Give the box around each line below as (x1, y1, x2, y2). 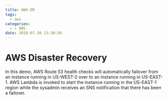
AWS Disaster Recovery (5, 52, 107, 63)
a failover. (5, 89, 26, 95)
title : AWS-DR (5, 7, 35, 12)
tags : (5, 12, 17, 17)
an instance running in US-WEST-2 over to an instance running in (5, 73, 141, 80)
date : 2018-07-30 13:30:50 (5, 30, 62, 35)
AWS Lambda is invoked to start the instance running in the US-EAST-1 (9, 79, 157, 85)
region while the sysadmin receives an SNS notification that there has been (5, 84, 161, 90)
